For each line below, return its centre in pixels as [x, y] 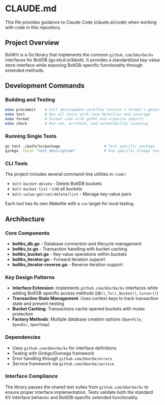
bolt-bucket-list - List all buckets [47, 189]
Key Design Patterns [30, 277]
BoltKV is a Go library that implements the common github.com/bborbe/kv [79, 54]
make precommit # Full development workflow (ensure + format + [76, 110]
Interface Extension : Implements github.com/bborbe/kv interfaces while [85, 288]
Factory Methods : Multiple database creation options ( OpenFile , [77, 319]
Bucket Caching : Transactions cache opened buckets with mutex [78, 309]
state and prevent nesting [38, 304]
